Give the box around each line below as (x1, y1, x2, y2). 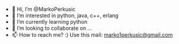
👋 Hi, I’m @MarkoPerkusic (11, 6, 76, 12)
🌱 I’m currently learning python (11, 18, 88, 25)
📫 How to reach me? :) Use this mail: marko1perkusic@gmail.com (11, 32, 173, 38)
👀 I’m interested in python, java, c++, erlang (11, 12, 119, 19)
